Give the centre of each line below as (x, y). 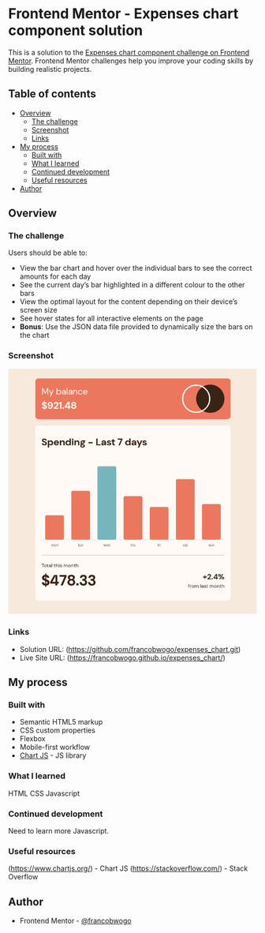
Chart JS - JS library (53, 755)
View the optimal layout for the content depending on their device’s (129, 302)
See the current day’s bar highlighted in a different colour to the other (132, 285)
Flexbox (32, 739)
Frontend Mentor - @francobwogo (75, 921)
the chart (34, 335)
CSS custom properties (58, 730)
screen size (38, 310)
